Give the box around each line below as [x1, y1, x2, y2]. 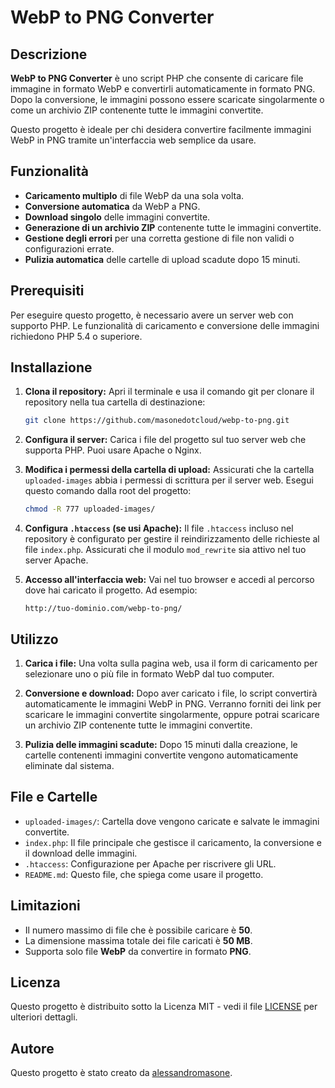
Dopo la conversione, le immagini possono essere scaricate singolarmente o [10, 94, 325, 105]
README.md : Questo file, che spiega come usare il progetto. [24, 868, 264, 880]
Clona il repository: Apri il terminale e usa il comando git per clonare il [24, 386, 315, 398]
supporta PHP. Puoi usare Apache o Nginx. [24, 444, 202, 456]
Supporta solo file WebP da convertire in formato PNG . [24, 945, 252, 957]
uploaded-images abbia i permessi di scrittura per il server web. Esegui [24, 474, 314, 486]
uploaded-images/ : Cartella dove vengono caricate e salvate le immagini [24, 815, 320, 827]
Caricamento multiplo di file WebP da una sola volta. [24, 189, 245, 201]
